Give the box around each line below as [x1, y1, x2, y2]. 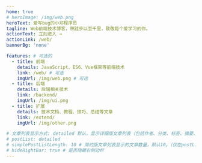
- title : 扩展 [11, 103, 45, 109]
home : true [6, 8, 34, 15]
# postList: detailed [6, 136, 61, 143]
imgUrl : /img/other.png [17, 120, 77, 126]
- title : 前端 [11, 58, 45, 65]
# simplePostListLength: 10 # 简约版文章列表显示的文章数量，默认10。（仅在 [6, 142, 182, 148]
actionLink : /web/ [6, 37, 52, 43]
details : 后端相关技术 [17, 86, 69, 93]
